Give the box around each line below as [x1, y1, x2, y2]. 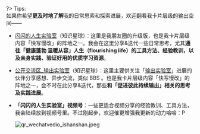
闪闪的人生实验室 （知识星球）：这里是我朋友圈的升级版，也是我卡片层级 [14, 32, 190, 39]
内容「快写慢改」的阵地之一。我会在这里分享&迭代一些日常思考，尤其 [14, 40, 186, 46]
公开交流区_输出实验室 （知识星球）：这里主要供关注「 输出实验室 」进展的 [14, 67, 192, 74]
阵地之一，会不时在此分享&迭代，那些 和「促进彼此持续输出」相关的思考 [14, 82, 190, 88]
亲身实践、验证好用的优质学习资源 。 [20, 55, 109, 61]
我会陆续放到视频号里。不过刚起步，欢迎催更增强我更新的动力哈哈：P [14, 109, 186, 116]
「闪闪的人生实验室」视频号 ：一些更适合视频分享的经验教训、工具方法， [14, 102, 192, 109]
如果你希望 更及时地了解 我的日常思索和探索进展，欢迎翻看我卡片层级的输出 [6, 12, 189, 19]
